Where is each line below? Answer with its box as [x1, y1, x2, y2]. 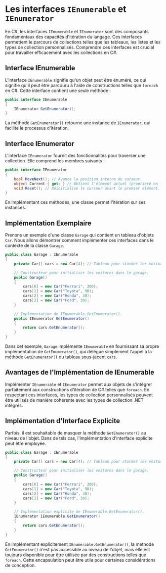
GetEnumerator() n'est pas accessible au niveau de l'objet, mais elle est [5, 546, 150, 552]
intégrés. [5, 402, 23, 408]
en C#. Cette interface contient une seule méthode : [5, 88, 111, 94]
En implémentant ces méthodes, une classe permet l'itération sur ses [5, 199, 146, 205]
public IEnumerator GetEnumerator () [14, 316, 90, 321]
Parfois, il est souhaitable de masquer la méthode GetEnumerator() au [5, 430, 147, 436]
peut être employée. [5, 440, 46, 446]
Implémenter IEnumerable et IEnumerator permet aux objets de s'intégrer [5, 381, 152, 387]
